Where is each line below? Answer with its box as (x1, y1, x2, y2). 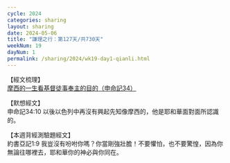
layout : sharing (7, 23, 54, 30)
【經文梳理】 (7, 75, 44, 83)
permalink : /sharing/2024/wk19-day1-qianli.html (7, 55, 150, 62)
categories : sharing (7, 17, 67, 24)
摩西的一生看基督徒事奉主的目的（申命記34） (7, 84, 136, 92)
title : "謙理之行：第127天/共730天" (7, 36, 104, 43)
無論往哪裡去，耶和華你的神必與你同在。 (7, 148, 123, 156)
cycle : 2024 (7, 10, 42, 17)
